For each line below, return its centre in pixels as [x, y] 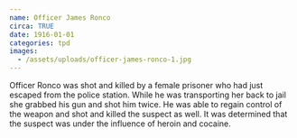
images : [24, 51]
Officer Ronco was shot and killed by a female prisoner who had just [136, 85]
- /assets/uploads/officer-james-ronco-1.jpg [105, 60]
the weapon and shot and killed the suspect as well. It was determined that [148, 114]
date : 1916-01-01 [42, 34]
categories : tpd [40, 43]
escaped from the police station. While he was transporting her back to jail [148, 95]
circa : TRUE [32, 26]
